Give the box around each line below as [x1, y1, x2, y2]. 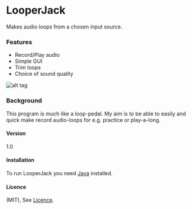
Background [6, 97, 43, 105]
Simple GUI [14, 57, 43, 65]
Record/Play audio [14, 52, 60, 59]
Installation [6, 156, 34, 163]
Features [6, 38, 33, 46]
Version [6, 130, 26, 137]
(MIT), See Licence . [6, 197, 55, 204]
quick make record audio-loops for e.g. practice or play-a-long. [6, 116, 161, 123]
